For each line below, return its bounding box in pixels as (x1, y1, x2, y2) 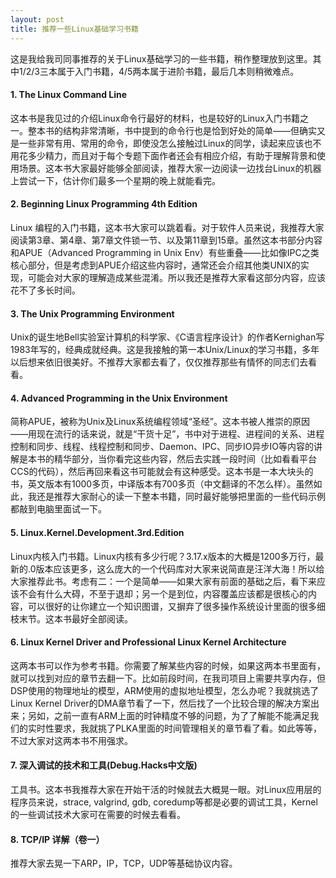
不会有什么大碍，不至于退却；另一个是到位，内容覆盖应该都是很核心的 (18, 587, 308, 600)
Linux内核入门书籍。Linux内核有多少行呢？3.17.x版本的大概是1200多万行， (10, 550, 316, 562)
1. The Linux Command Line (10, 89, 128, 101)
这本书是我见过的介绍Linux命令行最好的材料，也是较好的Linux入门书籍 (10, 112, 300, 124)
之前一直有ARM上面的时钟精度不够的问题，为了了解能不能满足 (53, 709, 311, 721)
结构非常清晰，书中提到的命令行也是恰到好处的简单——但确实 (62, 124, 317, 136)
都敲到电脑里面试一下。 (10, 503, 107, 515)
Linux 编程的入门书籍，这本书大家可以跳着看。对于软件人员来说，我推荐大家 (10, 221, 325, 233)
